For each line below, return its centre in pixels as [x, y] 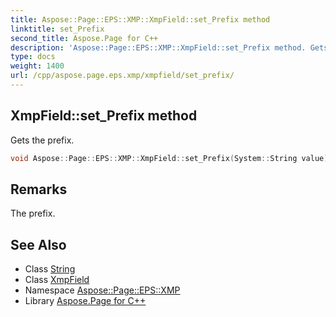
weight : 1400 [37, 66]
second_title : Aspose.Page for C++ [84, 38]
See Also [38, 244]
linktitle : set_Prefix [57, 29]
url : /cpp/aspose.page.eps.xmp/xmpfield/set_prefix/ [122, 76]
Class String [50, 269]
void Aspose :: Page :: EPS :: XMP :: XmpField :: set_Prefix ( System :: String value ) [169, 158]
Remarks [39, 189]
